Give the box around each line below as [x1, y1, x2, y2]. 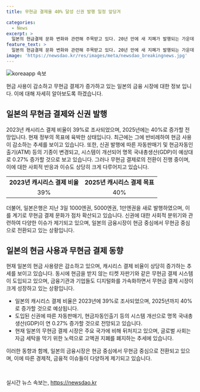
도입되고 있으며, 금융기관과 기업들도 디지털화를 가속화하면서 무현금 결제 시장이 [12, 278, 194, 285]
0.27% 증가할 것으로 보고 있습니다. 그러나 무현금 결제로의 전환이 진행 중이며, [12, 155, 190, 163]
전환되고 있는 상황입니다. [17, 226, 75, 234]
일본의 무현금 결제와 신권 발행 [6, 109, 108, 119]
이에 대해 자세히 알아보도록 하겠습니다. [14, 90, 103, 97]
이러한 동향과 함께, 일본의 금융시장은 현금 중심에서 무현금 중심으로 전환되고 [6, 347, 180, 354]
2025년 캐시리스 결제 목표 [84, 178, 155, 186]
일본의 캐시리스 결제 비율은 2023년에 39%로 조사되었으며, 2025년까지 [14, 297, 180, 304]
